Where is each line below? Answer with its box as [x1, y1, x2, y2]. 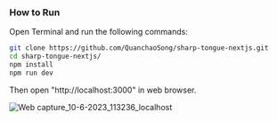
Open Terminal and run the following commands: [9, 27, 189, 37]
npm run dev [9, 69, 53, 77]
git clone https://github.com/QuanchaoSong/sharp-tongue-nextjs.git [9, 44, 269, 52]
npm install [9, 60, 53, 69]
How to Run [9, 6, 61, 19]
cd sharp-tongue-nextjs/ [9, 52, 102, 61]
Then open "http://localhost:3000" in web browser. [9, 85, 197, 95]
